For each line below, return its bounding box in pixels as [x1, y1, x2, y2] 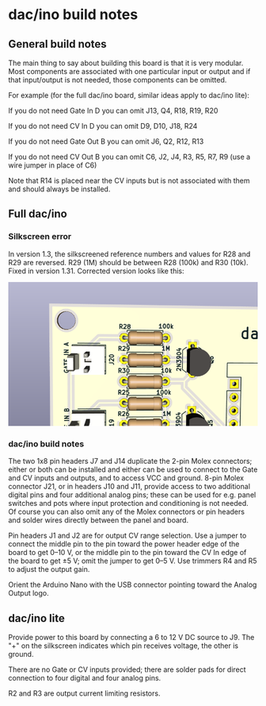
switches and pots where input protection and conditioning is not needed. [8, 499, 249, 508]
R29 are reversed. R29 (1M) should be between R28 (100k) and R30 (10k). [8, 257, 249, 267]
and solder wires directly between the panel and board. [8, 515, 188, 525]
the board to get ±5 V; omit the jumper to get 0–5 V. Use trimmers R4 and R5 [8, 556, 257, 565]
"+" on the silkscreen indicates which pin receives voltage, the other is [8, 641, 239, 650]
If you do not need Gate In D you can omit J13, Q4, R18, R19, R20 [8, 106, 218, 115]
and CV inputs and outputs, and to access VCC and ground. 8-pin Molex [8, 473, 244, 483]
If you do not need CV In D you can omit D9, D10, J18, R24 [8, 122, 198, 130]
